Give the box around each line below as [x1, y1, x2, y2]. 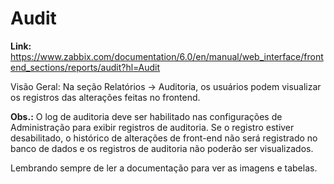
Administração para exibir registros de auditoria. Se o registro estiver [10, 121, 295, 133]
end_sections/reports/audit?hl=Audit [10, 61, 161, 73]
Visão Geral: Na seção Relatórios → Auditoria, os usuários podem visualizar [10, 80, 322, 92]
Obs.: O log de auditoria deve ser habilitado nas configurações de [10, 110, 283, 122]
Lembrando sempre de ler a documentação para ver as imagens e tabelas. [10, 162, 318, 174]
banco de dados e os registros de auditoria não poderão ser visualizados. [10, 142, 314, 154]
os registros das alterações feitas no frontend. [10, 91, 201, 103]
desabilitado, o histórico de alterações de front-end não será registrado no [10, 132, 318, 144]
